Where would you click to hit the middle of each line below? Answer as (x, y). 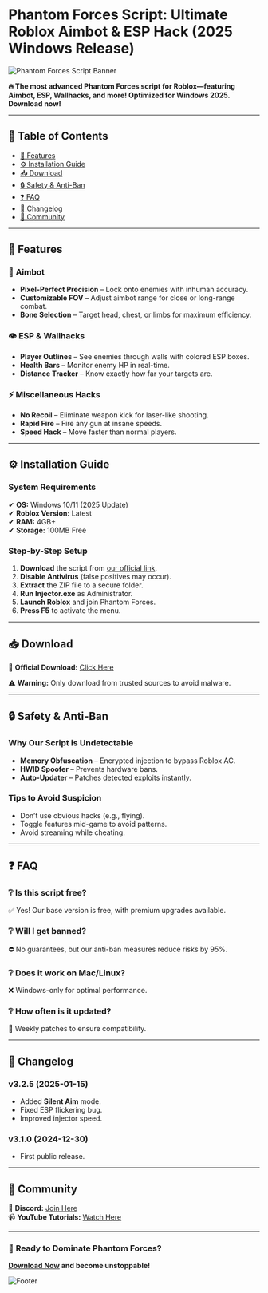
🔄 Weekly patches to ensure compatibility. (77, 1029)
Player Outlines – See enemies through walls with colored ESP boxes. (134, 356)
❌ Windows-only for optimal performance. (78, 991)
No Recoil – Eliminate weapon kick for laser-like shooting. (114, 415)
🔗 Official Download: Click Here (61, 667)
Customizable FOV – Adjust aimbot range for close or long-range (127, 298)
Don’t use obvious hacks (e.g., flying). (82, 815)
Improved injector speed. (61, 1118)
